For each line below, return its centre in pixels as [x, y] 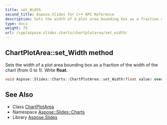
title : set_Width [23, 10]
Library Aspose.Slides [35, 117]
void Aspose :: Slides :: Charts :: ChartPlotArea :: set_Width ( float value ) [79, 79]
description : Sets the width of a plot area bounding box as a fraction [82, 19]
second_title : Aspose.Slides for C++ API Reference [60, 14]
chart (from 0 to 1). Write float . [37, 70]
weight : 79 [16, 28]
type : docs [16, 24]
